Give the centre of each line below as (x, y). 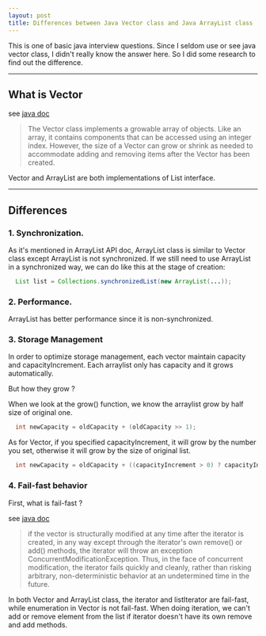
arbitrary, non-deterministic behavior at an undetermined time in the (139, 576)
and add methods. (38, 625)
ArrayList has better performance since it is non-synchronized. (111, 319)
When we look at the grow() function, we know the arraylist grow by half (126, 404)
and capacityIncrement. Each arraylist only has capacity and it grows (121, 365)
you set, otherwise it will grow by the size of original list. (100, 451)
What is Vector (46, 95)
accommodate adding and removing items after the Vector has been (139, 154)
